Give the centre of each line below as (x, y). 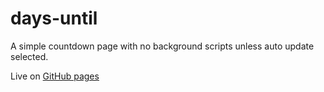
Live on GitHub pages (55, 76)
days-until (54, 18)
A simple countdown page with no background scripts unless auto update (162, 46)
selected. (29, 56)
